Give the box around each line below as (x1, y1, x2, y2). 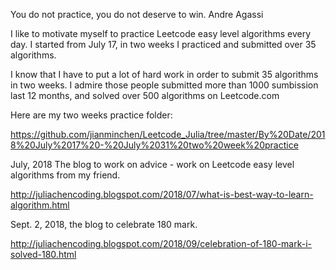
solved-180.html (10, 249, 77, 260)
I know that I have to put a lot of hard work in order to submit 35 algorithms (10, 69, 319, 80)
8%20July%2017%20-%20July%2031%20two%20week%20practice (10, 139, 299, 151)
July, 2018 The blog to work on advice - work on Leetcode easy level (10, 159, 295, 170)
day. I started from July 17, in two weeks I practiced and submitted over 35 (10, 39, 317, 50)
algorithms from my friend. (10, 169, 121, 181)
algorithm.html (10, 199, 70, 211)
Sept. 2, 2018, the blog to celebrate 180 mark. (10, 219, 198, 230)
